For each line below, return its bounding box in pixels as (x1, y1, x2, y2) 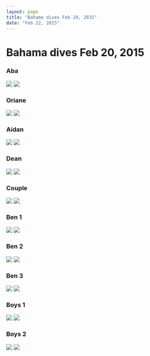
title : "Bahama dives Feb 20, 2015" (6, 14, 97, 20)
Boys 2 (6, 330, 27, 338)
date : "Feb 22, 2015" (6, 20, 60, 26)
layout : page (6, 8, 39, 15)
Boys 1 (6, 300, 26, 309)
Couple (6, 183, 28, 192)
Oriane (6, 96, 27, 105)
